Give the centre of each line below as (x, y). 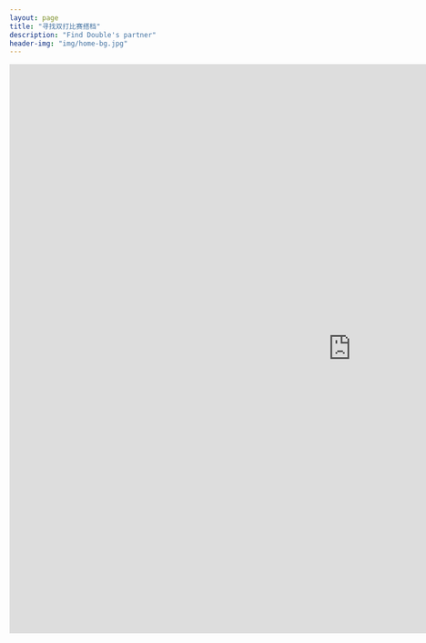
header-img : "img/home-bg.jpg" (69, 43)
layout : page (34, 18)
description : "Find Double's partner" (83, 35)
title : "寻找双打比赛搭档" (55, 26)
